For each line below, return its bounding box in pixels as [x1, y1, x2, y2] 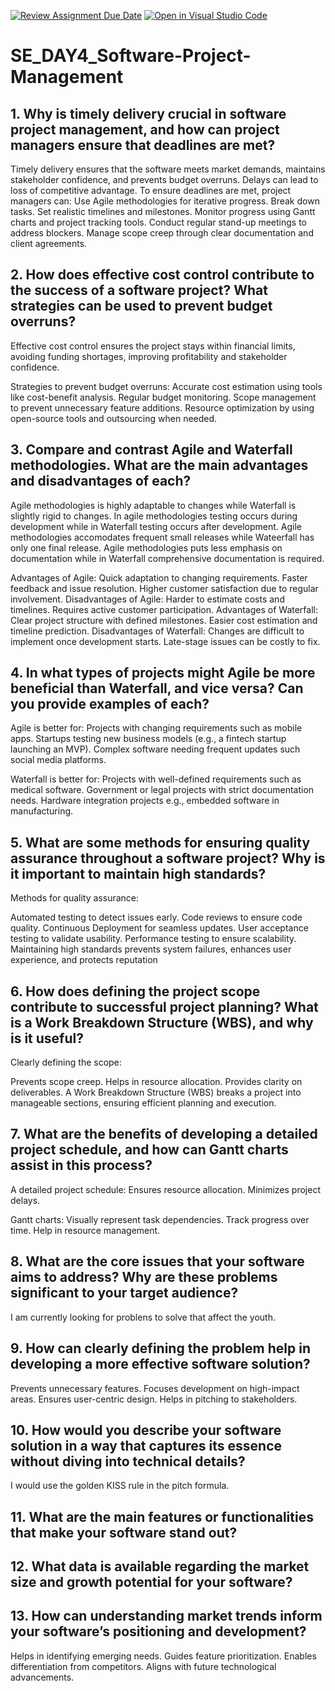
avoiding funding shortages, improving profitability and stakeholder [10, 350, 288, 362]
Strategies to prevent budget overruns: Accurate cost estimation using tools [10, 380, 323, 392]
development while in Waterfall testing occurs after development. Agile [10, 520, 303, 532]
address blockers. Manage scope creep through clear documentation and [10, 227, 314, 239]
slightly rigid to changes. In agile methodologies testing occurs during [10, 510, 298, 522]
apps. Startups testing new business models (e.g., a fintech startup [10, 733, 287, 745]
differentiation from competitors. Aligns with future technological [10, 1660, 277, 1672]
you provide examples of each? [10, 696, 210, 713]
